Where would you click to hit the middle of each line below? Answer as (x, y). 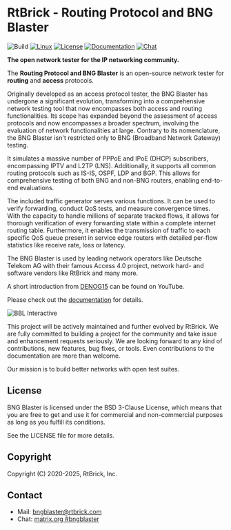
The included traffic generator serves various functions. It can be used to (111, 201)
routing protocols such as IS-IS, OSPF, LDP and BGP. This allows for (104, 173)
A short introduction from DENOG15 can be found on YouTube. (96, 286)
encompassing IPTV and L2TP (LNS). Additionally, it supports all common (111, 165)
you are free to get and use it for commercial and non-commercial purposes (115, 414)
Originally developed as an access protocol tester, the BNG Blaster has (108, 94)
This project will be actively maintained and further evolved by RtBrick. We (113, 326)
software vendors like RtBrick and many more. (73, 273)
